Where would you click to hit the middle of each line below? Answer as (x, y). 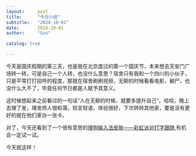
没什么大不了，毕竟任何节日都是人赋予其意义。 (62, 88)
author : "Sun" (28, 33)
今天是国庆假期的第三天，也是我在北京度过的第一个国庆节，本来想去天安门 (95, 66)
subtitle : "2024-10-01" (37, 22)
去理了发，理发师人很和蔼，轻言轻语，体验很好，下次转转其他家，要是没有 (95, 108)
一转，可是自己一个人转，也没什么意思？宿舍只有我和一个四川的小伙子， (103, 73)
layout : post (27, 11)
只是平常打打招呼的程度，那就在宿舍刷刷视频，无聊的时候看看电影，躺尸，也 (98, 81)
